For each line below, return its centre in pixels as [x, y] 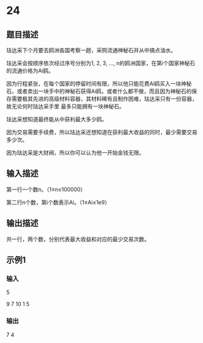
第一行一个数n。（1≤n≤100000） [46, 189]
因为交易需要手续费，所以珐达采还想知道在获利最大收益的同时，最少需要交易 [102, 132]
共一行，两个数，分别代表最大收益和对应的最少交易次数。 [78, 239]
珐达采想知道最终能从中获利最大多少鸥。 [57, 119]
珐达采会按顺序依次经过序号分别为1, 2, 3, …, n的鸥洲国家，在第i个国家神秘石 [101, 63]
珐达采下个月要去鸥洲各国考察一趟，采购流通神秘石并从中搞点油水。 [91, 50]
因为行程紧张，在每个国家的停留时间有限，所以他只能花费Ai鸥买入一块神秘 [99, 83]
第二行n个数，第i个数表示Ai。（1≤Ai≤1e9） [58, 202]
